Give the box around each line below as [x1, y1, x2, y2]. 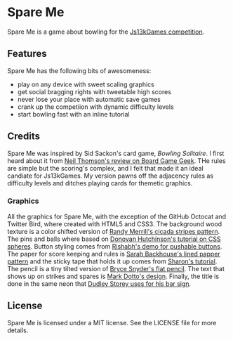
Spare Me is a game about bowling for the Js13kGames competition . [7, 27, 205, 36]
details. [7, 326, 29, 334]
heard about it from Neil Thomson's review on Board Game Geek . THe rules [7, 156, 226, 165]
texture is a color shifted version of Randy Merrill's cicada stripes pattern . [7, 227, 220, 235]
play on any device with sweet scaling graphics [17, 80, 154, 89]
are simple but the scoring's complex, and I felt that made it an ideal [7, 164, 204, 172]
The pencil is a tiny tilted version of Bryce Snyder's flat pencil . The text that [7, 264, 225, 273]
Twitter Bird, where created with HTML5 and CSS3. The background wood [7, 219, 222, 228]
